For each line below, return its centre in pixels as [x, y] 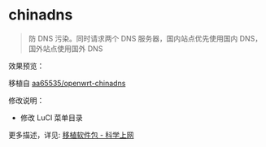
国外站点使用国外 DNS [65, 48]
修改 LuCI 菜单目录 [51, 117]
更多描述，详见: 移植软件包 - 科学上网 [71, 135]
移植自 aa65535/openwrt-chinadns [67, 83]
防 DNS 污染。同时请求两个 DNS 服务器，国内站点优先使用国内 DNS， [145, 38]
